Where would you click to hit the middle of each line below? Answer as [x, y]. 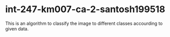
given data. [17, 28]
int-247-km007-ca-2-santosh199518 [85, 9]
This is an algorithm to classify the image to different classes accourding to [84, 23]
